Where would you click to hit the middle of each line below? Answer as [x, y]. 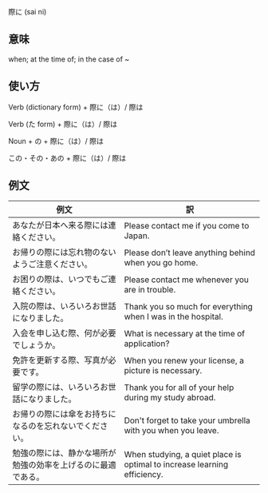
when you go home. [161, 263]
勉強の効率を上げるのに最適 [65, 465]
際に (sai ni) [28, 12]
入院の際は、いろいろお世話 [65, 306]
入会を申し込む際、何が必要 [65, 333]
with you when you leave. [171, 431]
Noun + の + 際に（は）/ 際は [56, 141]
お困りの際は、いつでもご [61, 280]
